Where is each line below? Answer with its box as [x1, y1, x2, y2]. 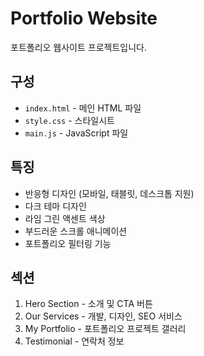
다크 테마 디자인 [24, 200, 87, 212]
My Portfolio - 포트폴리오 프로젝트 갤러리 [24, 323, 187, 335]
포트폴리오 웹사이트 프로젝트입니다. [10, 41, 147, 53]
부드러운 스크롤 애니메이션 [24, 225, 128, 237]
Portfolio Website [10, 7, 158, 30]
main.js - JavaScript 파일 [24, 127, 129, 139]
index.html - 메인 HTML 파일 [24, 102, 142, 114]
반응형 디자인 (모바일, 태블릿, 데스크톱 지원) [24, 187, 195, 199]
